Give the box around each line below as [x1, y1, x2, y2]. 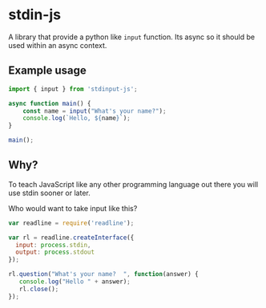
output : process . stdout [15, 248, 95, 257]
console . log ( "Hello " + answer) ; [18, 278, 131, 286]
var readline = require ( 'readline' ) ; [8, 218, 135, 227]
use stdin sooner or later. [8, 188, 91, 198]
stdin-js [8, 6, 62, 24]
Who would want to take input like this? [8, 203, 138, 213]
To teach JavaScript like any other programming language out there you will [8, 179, 259, 189]
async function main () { [8, 99, 91, 107]
